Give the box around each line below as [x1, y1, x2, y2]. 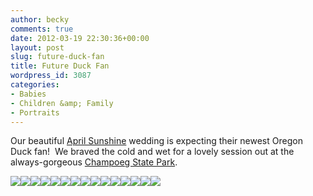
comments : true [10, 24, 74, 34]
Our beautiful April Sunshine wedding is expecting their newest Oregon [10, 135, 303, 147]
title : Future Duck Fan [10, 61, 110, 71]
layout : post [10, 42, 65, 53]
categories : [10, 80, 60, 90]
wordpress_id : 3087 [10, 71, 92, 81]
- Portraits [10, 107, 60, 118]
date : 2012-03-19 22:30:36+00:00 [10, 33, 150, 43]
